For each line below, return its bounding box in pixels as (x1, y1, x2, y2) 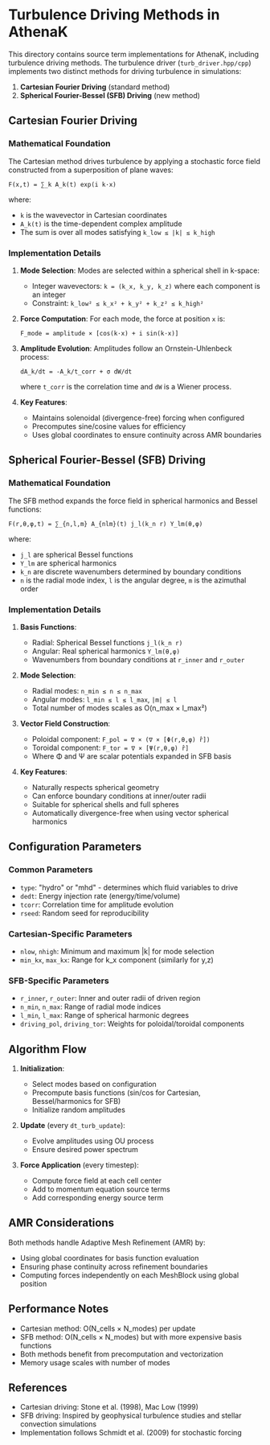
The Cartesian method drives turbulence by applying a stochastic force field (8, 156, 261, 166)
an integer (31, 290, 66, 299)
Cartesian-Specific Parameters (8, 928, 133, 939)
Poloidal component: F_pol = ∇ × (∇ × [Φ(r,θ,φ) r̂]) (31, 734, 211, 743)
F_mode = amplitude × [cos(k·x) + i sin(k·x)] (19, 329, 179, 337)
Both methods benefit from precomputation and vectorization (19, 1349, 223, 1359)
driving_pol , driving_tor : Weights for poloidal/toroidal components (19, 1019, 245, 1029)
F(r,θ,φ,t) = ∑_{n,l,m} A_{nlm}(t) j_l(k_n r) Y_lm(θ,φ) (8, 520, 203, 528)
